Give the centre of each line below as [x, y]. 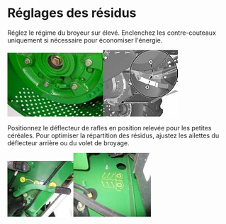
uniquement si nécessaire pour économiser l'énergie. [85, 40]
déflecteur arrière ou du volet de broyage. [68, 142]
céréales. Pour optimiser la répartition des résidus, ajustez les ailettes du [113, 135]
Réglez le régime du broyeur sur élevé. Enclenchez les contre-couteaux [112, 33]
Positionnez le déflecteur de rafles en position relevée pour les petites [109, 128]
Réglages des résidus [72, 13]
